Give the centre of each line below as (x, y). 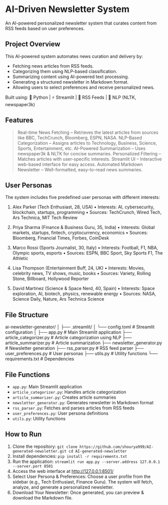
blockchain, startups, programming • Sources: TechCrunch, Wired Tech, (87, 212)
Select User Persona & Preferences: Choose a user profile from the (81, 476)
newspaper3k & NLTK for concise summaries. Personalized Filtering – (89, 153)
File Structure (27, 315)
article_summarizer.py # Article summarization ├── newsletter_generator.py (84, 343)
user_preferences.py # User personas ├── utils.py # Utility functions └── (81, 354)
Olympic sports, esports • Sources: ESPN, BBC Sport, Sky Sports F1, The (87, 253)
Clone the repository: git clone (45, 446)
